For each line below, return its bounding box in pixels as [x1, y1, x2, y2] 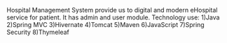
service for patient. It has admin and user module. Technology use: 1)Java [6, 13, 220, 21]
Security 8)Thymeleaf [6, 28, 69, 36]
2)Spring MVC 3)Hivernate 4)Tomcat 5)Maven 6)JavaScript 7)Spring [6, 21, 205, 28]
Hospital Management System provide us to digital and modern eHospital [6, 6, 218, 14]
